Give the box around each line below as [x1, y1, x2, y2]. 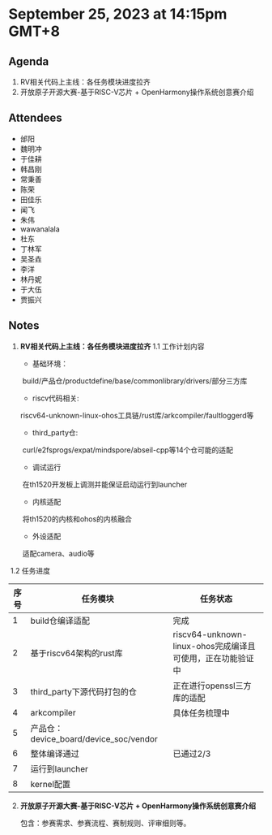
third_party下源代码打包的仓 [30, 686, 138, 697]
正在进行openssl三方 [172, 680, 253, 691]
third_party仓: [32, 427, 79, 437]
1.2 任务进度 [10, 565, 51, 575]
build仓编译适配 [30, 615, 91, 626]
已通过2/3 [172, 748, 211, 759]
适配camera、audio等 [22, 548, 95, 558]
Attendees [8, 111, 62, 125]
